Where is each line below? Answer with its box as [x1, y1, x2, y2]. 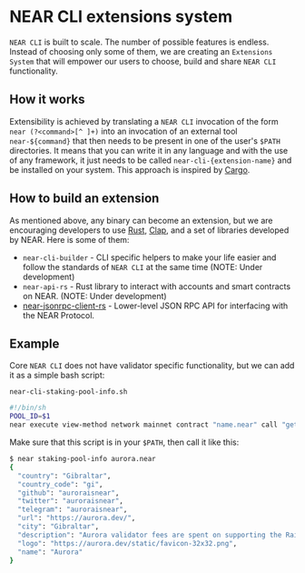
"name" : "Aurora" [17, 548, 84, 557]
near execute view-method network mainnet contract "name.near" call [9, 420, 279, 429]
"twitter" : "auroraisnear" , [17, 497, 124, 506]
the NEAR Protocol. [22, 309, 95, 320]
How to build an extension [9, 191, 160, 206]
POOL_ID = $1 [9, 412, 51, 421]
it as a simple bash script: [9, 370, 105, 381]
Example [9, 336, 60, 351]
